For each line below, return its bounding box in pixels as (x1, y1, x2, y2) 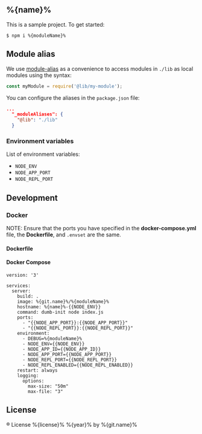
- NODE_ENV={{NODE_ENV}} (22, 341, 85, 347)
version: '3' (6, 272, 39, 278)
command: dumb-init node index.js (17, 309, 104, 315)
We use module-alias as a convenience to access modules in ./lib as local (6, 65, 194, 72)
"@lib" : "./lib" (17, 117, 58, 123)
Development (6, 193, 58, 203)
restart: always (17, 367, 58, 374)
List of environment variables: (6, 151, 80, 158)
